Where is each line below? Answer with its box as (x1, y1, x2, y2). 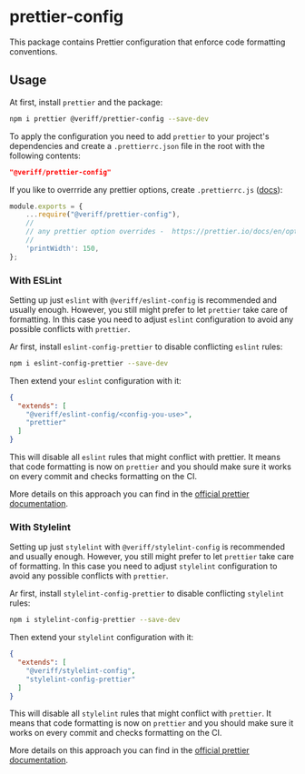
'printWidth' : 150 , (25, 244, 100, 253)
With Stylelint (9, 520, 71, 533)
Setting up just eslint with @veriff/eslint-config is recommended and (9, 294, 277, 306)
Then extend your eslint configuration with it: (9, 375, 182, 386)
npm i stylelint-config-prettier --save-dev (9, 616, 181, 625)
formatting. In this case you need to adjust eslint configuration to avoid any (9, 314, 294, 325)
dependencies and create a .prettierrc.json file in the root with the (9, 140, 265, 151)
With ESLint (9, 274, 63, 286)
